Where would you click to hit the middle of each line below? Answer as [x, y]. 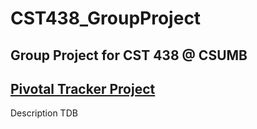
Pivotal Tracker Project [83, 88]
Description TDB [44, 113]
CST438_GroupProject [106, 18]
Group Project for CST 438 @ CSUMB [129, 55]
